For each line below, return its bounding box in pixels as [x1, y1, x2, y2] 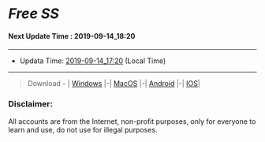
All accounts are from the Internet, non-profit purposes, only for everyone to [8, 116, 256, 126]
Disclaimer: [8, 99, 54, 110]
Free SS [8, 5, 59, 23]
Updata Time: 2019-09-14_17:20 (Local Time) [19, 56, 166, 65]
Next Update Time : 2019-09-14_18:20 [8, 31, 136, 40]
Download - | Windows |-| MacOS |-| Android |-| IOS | [27, 79, 201, 88]
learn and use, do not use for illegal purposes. [8, 125, 158, 134]
